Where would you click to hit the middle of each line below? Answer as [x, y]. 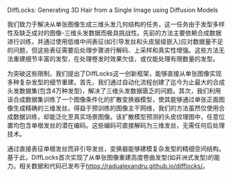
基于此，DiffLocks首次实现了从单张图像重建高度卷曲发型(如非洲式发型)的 [110, 157]
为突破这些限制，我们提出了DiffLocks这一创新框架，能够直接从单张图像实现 [115, 73]
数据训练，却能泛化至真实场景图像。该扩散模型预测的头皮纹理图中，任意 [116, 117]
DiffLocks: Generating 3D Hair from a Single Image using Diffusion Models [113, 10]
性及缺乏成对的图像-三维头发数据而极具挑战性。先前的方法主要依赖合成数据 [115, 33]
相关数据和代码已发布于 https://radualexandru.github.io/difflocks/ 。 [114, 166]
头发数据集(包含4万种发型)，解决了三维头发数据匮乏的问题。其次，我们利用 [114, 91]
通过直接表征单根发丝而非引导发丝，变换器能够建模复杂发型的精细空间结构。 [116, 149]
